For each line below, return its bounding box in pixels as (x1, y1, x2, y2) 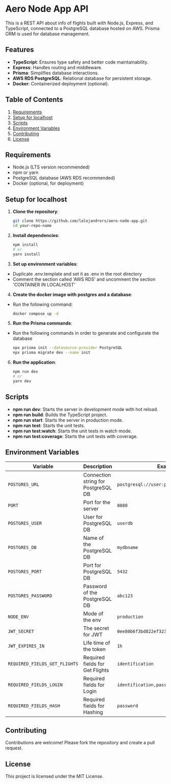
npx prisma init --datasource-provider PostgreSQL (12, 345, 123, 351)
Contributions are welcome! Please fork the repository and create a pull (5, 740, 155, 746)
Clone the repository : (12, 209, 59, 215)
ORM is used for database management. (5, 31, 90, 37)
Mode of (83, 610, 103, 617)
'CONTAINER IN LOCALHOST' (12, 281, 75, 287)
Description (83, 463, 112, 470)
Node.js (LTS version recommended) (12, 164, 90, 170)
